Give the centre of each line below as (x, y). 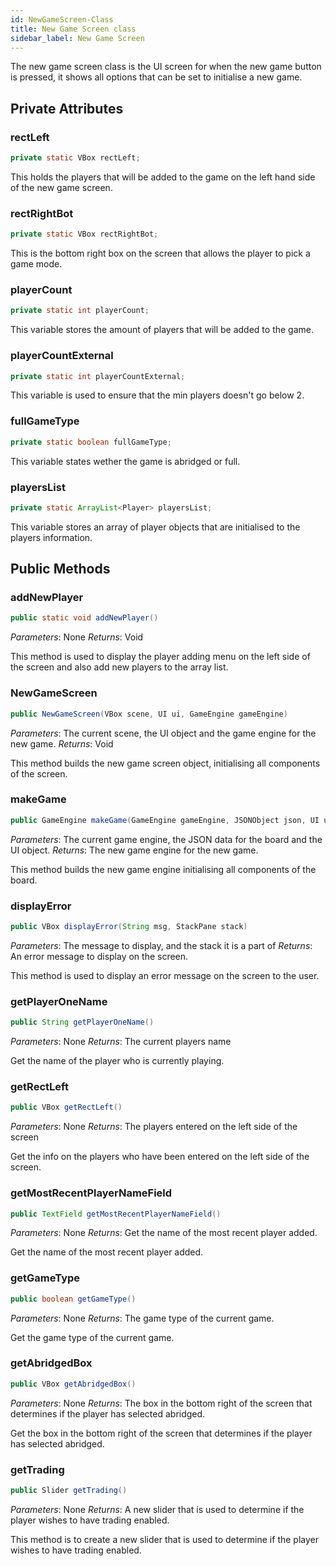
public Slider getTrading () (69, 1491)
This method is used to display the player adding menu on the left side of (160, 657)
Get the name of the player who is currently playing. (117, 1061)
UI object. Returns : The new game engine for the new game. (134, 850)
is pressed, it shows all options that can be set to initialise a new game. (156, 77)
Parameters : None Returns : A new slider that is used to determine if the (157, 1509)
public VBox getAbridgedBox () (73, 1384)
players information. (51, 537)
